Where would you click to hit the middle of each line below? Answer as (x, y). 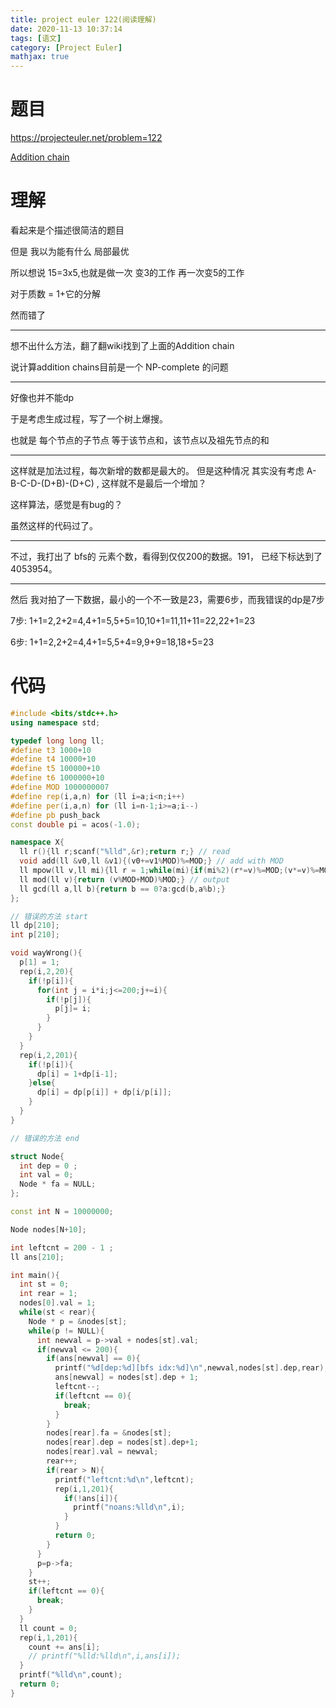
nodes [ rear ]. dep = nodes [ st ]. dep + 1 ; (122, 1442)
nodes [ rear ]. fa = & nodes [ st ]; (109, 1433)
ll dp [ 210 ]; (35, 926)
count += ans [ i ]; (64, 1647)
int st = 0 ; (44, 1284)
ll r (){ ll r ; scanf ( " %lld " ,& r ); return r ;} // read (124, 852)
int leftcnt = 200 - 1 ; (62, 1247)
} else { (42, 1083)
